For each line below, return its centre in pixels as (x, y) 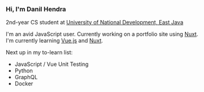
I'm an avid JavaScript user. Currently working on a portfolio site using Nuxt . (102, 34)
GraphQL (26, 77)
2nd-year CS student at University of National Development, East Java (95, 23)
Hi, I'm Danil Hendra (36, 9)
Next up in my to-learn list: (39, 52)
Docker (24, 83)
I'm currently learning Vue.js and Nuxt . (55, 41)
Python (24, 71)
